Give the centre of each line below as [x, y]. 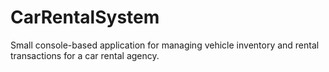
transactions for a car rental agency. [85, 55]
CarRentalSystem [85, 17]
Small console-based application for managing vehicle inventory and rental [165, 45]
